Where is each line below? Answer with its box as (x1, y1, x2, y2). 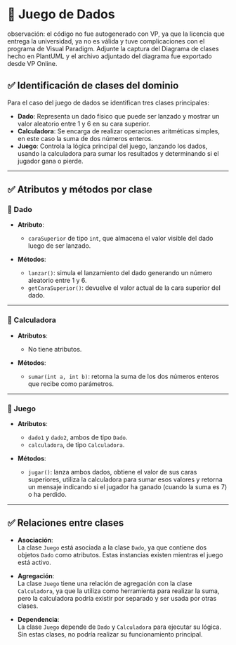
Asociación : (17, 536, 54, 544)
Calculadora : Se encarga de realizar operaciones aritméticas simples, (17, 126, 220, 135)
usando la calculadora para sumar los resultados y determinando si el (17, 149, 219, 157)
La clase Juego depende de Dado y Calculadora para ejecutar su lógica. (17, 623, 221, 631)
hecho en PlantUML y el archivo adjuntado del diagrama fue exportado (7, 52, 212, 60)
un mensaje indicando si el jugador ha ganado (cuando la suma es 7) (27, 483, 228, 491)
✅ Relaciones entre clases (7, 517, 124, 529)
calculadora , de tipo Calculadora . (27, 441, 125, 449)
